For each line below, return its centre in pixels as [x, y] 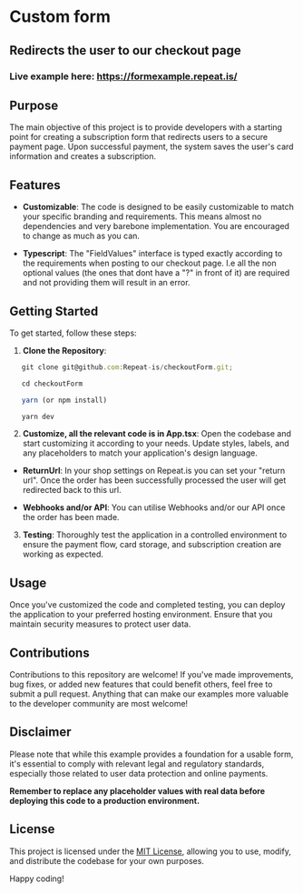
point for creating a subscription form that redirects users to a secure [139, 137]
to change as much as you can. [81, 236]
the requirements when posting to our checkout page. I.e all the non [149, 263]
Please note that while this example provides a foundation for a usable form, [151, 754]
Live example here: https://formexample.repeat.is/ [123, 76]
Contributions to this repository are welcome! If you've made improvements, [151, 675]
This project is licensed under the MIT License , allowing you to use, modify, [151, 851]
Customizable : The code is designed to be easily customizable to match [158, 207]
